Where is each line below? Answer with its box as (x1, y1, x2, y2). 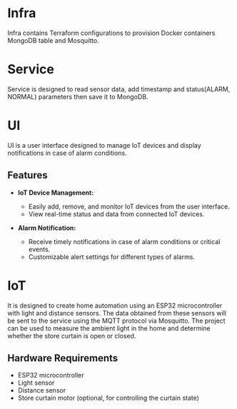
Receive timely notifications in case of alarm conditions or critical (28, 237, 221, 246)
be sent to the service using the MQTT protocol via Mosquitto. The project (7, 316, 226, 325)
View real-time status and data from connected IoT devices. (28, 209, 205, 218)
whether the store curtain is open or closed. (7, 331, 136, 340)
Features (7, 169, 48, 181)
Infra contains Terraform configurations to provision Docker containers (7, 29, 216, 37)
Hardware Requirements (7, 352, 118, 364)
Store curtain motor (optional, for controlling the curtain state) (17, 394, 200, 403)
